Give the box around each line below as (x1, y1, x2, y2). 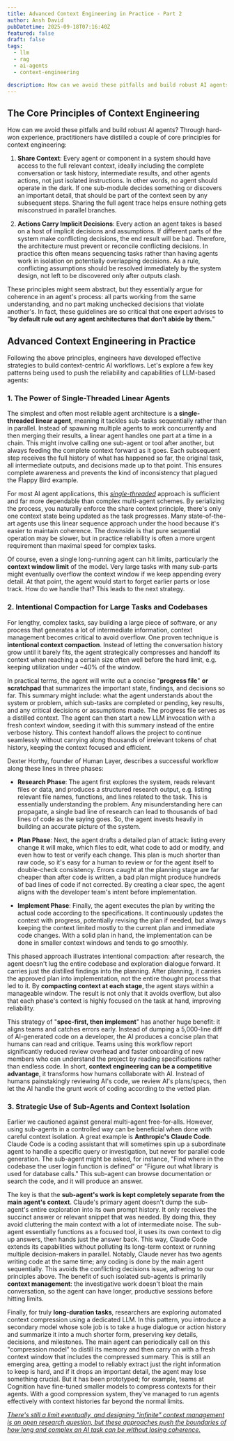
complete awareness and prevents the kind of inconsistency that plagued (7, 469, 218, 477)
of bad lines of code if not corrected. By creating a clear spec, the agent (17, 880, 225, 888)
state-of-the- (188, 512, 226, 521)
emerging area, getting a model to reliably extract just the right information (7, 1360, 221, 1368)
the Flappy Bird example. (7, 476, 79, 484)
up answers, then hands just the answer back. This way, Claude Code (7, 1235, 208, 1243)
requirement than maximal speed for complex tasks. (7, 542, 157, 550)
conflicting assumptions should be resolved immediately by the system (17, 264, 221, 273)
